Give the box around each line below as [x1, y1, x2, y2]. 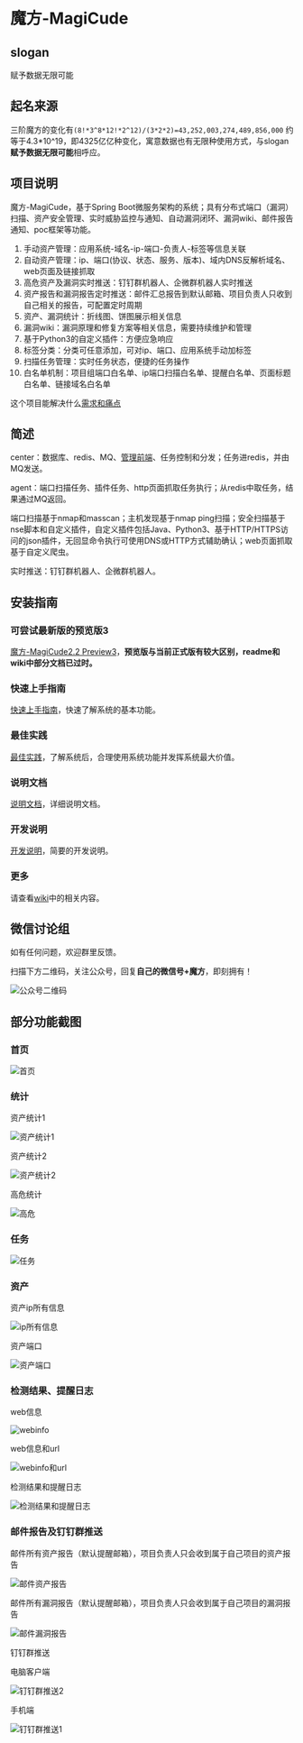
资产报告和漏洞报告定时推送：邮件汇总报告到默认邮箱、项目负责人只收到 [23, 288, 292, 298]
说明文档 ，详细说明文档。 [10, 799, 106, 810]
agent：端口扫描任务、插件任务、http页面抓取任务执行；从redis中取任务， [10, 482, 287, 493]
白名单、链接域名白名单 [23, 378, 111, 389]
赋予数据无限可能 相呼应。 [10, 146, 106, 158]
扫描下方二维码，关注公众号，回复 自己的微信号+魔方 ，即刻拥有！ [10, 966, 253, 977]
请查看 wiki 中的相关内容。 [10, 892, 105, 903]
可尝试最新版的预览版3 [10, 624, 109, 637]
